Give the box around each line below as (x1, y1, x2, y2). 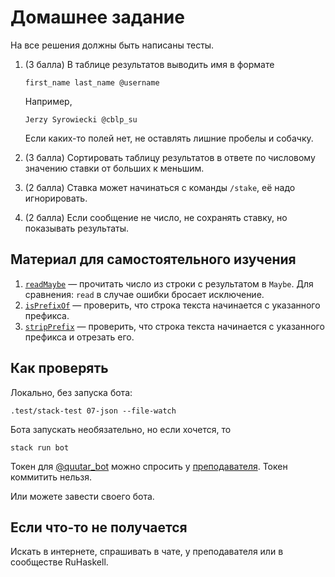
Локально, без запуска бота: (10, 386, 133, 398)
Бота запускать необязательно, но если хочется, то (10, 423, 232, 435)
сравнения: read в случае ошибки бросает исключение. (24, 288, 265, 300)
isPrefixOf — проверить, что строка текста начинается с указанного (24, 299, 321, 311)
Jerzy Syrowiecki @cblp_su (24, 114, 138, 125)
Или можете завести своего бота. (10, 490, 155, 502)
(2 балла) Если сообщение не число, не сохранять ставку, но (24, 211, 288, 223)
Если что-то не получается (10, 519, 188, 536)
